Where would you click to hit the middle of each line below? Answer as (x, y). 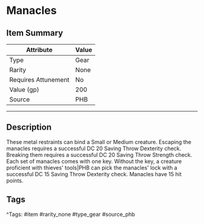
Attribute (39, 50)
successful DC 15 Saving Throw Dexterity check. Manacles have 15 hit (94, 174)
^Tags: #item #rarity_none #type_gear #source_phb (71, 214)
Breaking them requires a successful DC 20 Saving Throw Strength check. (99, 154)
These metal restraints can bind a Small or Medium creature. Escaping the (99, 142)
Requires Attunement (39, 80)
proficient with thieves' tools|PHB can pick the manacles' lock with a (92, 168)
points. (15, 180)
